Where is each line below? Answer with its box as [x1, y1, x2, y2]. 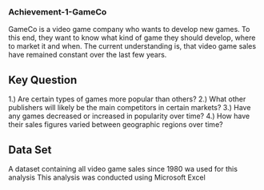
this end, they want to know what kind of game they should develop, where [8, 33, 256, 42]
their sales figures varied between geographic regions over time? [8, 120, 223, 129]
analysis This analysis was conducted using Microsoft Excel [8, 172, 206, 182]
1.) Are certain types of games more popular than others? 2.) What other [8, 94, 246, 104]
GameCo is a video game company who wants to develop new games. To [8, 25, 250, 34]
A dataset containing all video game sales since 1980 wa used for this [8, 164, 238, 173]
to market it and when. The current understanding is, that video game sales [8, 42, 257, 51]
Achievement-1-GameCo [8, 6, 107, 18]
